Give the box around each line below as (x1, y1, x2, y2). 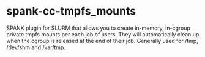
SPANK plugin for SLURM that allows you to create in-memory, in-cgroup (6, 24, 191, 32)
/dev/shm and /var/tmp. (6, 44, 66, 51)
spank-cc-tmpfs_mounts (6, 4, 136, 18)
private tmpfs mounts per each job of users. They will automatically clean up (6, 30, 199, 38)
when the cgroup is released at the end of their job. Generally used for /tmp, (6, 37, 199, 44)
